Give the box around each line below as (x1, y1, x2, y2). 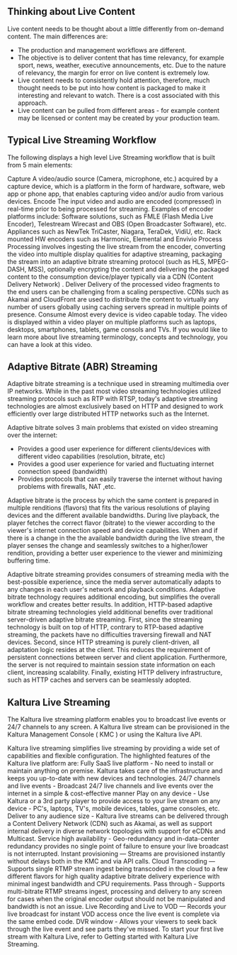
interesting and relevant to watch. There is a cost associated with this (17, 91, 220, 99)
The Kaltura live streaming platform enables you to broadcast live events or (7, 715, 226, 724)
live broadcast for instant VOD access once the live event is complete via (7, 910, 221, 918)
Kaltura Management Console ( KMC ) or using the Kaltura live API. (7, 730, 202, 739)
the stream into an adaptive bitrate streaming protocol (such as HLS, (7, 257, 207, 265)
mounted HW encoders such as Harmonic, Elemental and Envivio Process (7, 234, 223, 243)
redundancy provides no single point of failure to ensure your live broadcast (7, 842, 229, 851)
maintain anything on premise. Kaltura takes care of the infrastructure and (7, 766, 223, 775)
